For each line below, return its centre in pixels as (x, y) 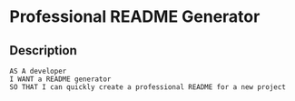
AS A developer (38, 71)
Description (43, 50)
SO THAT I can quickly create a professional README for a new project (147, 87)
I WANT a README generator (60, 79)
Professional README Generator (135, 17)
